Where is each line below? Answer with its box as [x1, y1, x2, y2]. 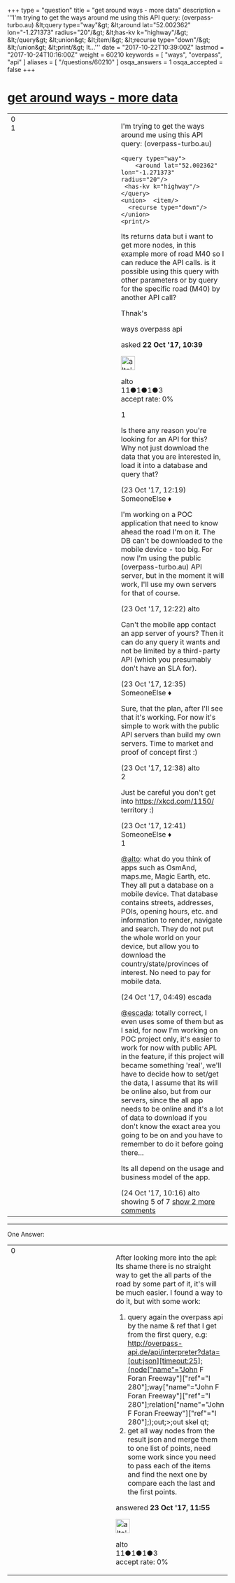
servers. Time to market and [121, 738, 213, 748]
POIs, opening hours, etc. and [121, 906, 218, 916]
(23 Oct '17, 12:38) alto [121, 762, 201, 772]
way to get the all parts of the [115, 1270, 212, 1279]
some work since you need [127, 1451, 217, 1461]
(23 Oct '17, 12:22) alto [121, 604, 201, 613]
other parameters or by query [121, 275, 218, 285]
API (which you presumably [121, 654, 211, 664]
